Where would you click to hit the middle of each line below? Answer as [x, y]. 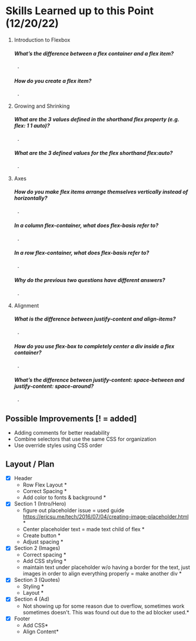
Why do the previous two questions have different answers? [89, 280]
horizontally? [31, 198]
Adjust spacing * [43, 542]
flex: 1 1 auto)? [32, 126]
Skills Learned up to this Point [80, 11]
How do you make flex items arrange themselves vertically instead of [101, 192]
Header [23, 478]
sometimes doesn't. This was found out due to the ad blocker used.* [106, 612]
